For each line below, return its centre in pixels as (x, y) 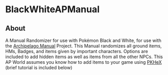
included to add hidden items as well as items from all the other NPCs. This (84, 57)
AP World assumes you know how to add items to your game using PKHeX (83, 62)
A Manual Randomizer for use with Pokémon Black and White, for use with (83, 40)
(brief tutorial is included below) (39, 68)
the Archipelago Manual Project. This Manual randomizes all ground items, (83, 46)
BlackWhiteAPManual (52, 9)
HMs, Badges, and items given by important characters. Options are (77, 51)
